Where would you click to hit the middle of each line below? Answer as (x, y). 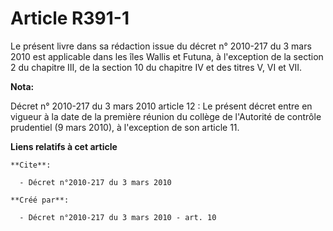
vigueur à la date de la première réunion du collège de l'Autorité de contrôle (166, 116)
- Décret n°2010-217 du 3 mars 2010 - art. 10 (118, 217)
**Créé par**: (40, 200)
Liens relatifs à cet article (64, 146)
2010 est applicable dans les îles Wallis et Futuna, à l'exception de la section (167, 56)
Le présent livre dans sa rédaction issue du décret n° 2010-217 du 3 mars (161, 46)
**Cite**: (31, 165)
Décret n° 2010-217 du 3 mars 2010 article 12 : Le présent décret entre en (161, 106)
